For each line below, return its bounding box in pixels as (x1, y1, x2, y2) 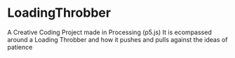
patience (7, 43, 33, 51)
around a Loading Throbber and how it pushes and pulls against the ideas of (7, 35, 228, 43)
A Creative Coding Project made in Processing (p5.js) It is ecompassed (7, 28, 212, 36)
